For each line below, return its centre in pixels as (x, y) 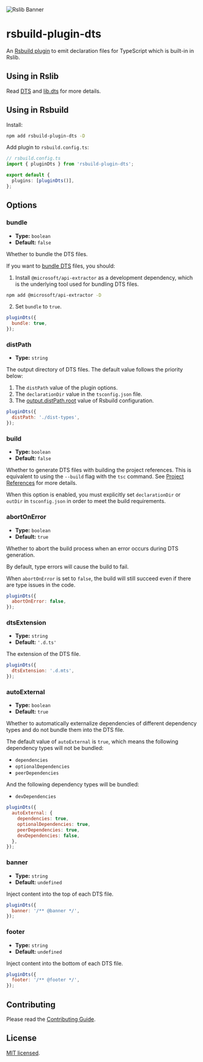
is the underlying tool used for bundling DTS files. (77, 284)
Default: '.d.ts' (36, 642)
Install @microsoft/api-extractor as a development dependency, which (104, 277)
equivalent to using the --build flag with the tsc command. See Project (95, 476)
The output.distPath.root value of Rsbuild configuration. (85, 401)
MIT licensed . (23, 1053)
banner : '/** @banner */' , (46, 911)
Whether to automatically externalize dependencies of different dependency (101, 723)
